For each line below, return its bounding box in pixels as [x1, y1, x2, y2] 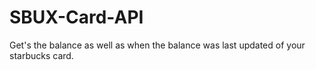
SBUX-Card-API [9, 6, 144, 29]
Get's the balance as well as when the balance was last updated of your [9, 39, 306, 51]
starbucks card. [9, 49, 74, 61]
